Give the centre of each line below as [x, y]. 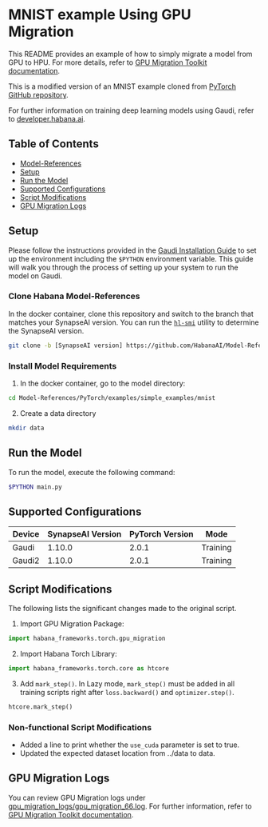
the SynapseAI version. [46, 330]
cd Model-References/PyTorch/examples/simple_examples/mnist [112, 398]
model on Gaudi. [35, 276]
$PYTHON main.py [35, 487]
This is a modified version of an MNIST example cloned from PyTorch [122, 86]
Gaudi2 [26, 561]
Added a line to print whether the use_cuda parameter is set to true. [130, 745]
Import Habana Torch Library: [68, 653]
